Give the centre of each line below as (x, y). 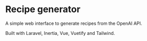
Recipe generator (43, 9)
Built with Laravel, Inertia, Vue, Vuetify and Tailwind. (60, 33)
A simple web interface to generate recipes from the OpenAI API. (74, 23)
